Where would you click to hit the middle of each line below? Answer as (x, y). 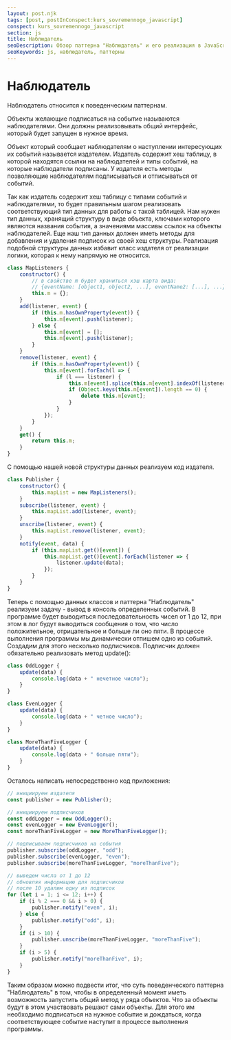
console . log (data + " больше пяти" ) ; (86, 755)
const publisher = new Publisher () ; (59, 800)
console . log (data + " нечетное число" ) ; (90, 679)
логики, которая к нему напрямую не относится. (79, 255)
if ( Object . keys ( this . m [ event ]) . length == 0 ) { (138, 390)
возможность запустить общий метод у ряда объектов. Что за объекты (112, 999)
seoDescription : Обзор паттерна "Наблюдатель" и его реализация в (104, 46)
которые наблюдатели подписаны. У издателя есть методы (95, 168)
